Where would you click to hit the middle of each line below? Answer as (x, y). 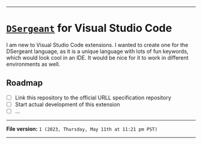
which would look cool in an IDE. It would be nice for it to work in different (97, 57)
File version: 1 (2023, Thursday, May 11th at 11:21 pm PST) (82, 129)
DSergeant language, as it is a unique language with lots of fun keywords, (97, 51)
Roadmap (25, 83)
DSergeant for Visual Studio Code (89, 28)
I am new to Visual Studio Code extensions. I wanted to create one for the (97, 45)
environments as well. (33, 64)
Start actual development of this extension (67, 104)
